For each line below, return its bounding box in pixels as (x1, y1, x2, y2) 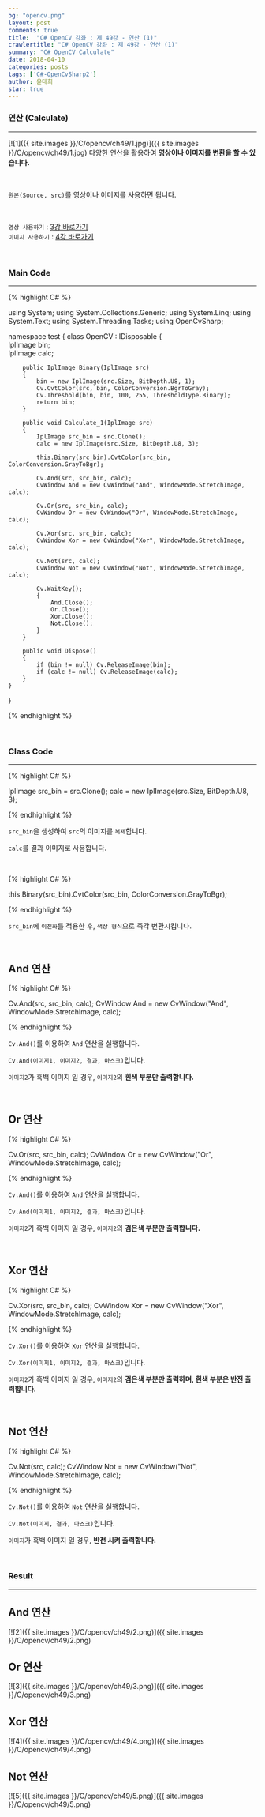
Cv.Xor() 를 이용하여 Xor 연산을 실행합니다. (8, 1341, 140, 1350)
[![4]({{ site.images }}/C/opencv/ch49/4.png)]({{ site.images (8, 1736, 205, 1746)
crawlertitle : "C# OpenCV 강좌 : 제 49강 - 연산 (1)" (8, 41, 179, 49)
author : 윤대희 (8, 77, 54, 85)
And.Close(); (50, 598, 93, 607)
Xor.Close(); (50, 612, 93, 620)
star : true (8, 85, 44, 93)
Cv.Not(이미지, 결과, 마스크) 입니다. (8, 1518, 116, 1528)
